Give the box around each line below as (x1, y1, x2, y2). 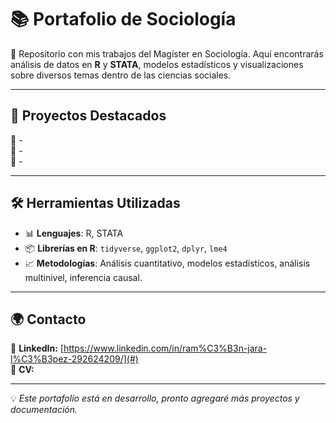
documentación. (10, 404, 78, 416)
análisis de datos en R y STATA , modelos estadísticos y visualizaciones (10, 58, 304, 70)
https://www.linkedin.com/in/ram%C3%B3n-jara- (63, 342, 268, 355)
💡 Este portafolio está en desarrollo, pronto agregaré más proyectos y (10, 392, 300, 405)
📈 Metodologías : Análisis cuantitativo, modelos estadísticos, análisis (24, 257, 311, 269)
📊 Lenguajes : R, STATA (24, 227, 124, 239)
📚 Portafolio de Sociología (10, 8, 237, 31)
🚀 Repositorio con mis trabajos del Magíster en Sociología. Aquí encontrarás (10, 47, 324, 60)
